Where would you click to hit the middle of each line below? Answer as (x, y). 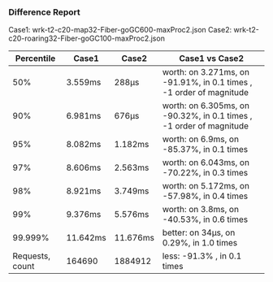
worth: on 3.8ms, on (201, 210)
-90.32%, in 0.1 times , (207, 116)
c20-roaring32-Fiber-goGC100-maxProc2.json (87, 38)
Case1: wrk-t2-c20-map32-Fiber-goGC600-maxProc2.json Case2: (120, 30)
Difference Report (45, 12)
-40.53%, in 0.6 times (205, 219)
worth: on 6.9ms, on (201, 139)
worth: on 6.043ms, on (206, 163)
